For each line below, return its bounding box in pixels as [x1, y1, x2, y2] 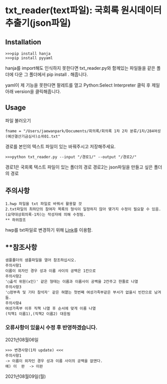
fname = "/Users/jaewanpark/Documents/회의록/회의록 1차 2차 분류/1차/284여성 [5, 129, 161, 134]
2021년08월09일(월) [5, 373, 46, 379]
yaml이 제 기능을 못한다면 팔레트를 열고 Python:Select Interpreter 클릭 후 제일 [5, 82, 160, 88]
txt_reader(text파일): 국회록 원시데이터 [5, 5, 162, 16]
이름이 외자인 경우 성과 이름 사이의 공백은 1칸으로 [5, 269, 96, 274]
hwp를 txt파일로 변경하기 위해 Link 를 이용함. [5, 227, 93, 233]
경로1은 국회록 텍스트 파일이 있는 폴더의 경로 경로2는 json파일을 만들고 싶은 [5, 164, 153, 170]
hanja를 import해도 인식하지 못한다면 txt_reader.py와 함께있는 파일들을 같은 [5, 65, 155, 71]
